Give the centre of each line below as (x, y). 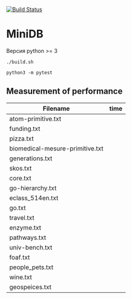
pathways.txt (28, 237)
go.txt (18, 208)
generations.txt (31, 158)
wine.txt (21, 277)
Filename (56, 108)
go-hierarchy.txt (33, 188)
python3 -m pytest (29, 72)
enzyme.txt (25, 227)
